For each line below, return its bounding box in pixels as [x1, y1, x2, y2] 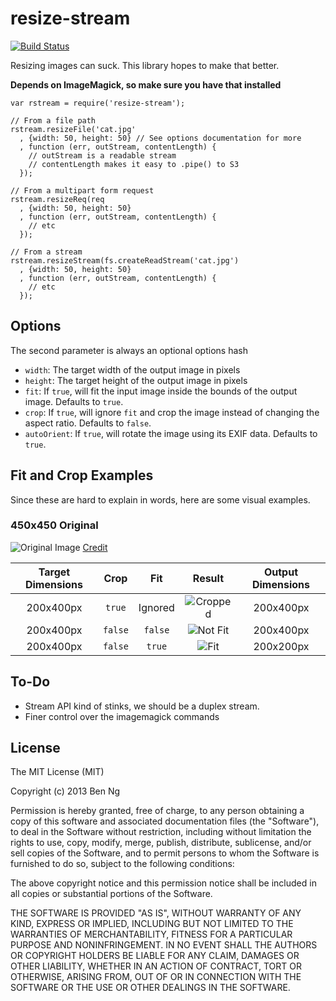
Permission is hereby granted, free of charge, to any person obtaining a [10, 805, 305, 817]
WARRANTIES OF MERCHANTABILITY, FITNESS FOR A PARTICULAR [10, 928, 293, 941]
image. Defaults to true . [24, 395, 124, 407]
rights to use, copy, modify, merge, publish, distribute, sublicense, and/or [10, 837, 312, 849]
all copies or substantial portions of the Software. [10, 888, 213, 900]
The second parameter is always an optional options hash [10, 344, 248, 356]
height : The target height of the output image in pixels [24, 374, 248, 386]
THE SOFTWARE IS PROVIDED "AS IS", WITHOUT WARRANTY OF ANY [10, 907, 302, 919]
